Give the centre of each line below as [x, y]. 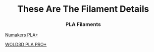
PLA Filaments [83, 25]
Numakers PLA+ [22, 35]
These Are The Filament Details [83, 9]
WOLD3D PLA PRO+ [26, 45]
